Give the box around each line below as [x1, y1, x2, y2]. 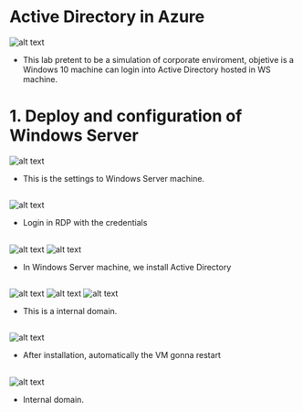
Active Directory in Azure [9, 6, 205, 27]
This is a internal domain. [22, 306, 118, 317]
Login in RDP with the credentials [22, 217, 148, 228]
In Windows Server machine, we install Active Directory [22, 261, 232, 272]
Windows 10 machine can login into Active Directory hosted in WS [22, 64, 271, 75]
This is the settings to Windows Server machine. [22, 173, 205, 184]
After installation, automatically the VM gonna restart [22, 350, 222, 361]
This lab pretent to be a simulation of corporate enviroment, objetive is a [22, 54, 295, 65]
